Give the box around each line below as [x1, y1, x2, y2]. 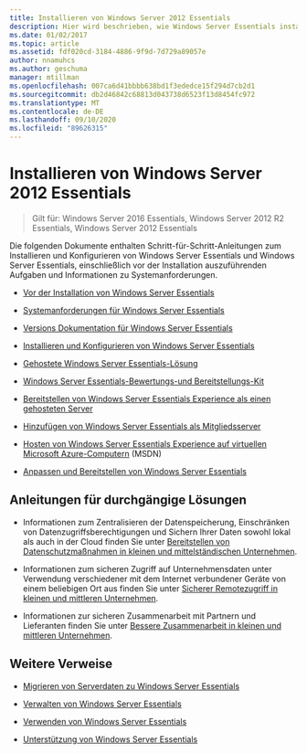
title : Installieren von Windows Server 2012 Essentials [9, 13, 231, 23]
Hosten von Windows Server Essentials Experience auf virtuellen [22, 438, 268, 449]
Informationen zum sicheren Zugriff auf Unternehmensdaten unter [22, 563, 272, 574]
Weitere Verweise [9, 656, 113, 672]
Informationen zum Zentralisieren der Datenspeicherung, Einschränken [22, 516, 290, 527]
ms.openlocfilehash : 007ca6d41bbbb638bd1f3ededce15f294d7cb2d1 [9, 81, 256, 90]
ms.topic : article [9, 38, 79, 48]
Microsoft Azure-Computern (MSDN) [22, 448, 163, 459]
